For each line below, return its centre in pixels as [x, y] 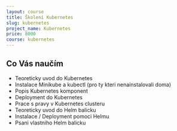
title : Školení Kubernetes [40, 17]
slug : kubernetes [28, 23]
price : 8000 [21, 34]
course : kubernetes [30, 39]
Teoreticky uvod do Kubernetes [54, 78]
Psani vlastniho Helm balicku [50, 123]
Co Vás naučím [35, 64]
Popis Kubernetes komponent [51, 91]
